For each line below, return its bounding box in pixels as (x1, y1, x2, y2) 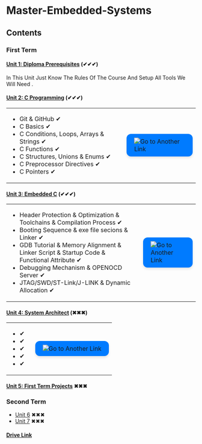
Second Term (6, 397, 46, 405)
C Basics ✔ (19, 122, 51, 130)
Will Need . (6, 80, 34, 87)
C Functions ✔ (19, 145, 60, 153)
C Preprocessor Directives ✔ (19, 160, 100, 168)
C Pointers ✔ (19, 167, 56, 175)
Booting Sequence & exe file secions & (19, 226, 128, 234)
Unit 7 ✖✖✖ (14, 417, 45, 425)
